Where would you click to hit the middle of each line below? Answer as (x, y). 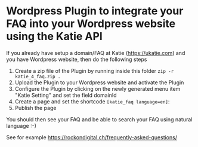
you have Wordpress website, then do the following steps (77, 59)
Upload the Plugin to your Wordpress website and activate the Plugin (99, 82)
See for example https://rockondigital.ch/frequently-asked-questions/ (92, 137)
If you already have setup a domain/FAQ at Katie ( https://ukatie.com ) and (96, 53)
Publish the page (35, 108)
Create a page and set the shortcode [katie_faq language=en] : (92, 101)
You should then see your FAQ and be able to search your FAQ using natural (99, 119)
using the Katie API (54, 36)
